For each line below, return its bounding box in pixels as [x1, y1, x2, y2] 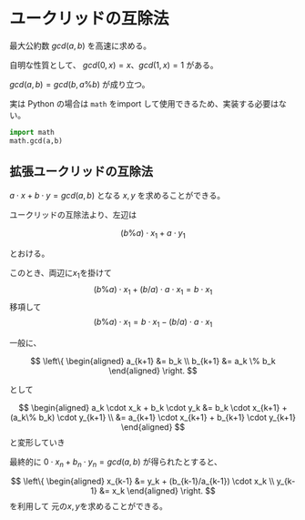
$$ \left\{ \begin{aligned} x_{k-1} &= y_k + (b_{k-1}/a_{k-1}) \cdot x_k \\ [10, 475, 275, 487]
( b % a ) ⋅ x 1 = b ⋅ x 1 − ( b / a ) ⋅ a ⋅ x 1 [93, 316, 213, 329]
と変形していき [9, 436, 66, 447]
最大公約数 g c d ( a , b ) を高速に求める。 [9, 40, 152, 51]
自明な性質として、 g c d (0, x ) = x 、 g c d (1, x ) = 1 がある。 [9, 59, 219, 70]
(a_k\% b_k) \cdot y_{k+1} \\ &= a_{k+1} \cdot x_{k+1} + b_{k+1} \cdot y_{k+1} [10, 412, 296, 423]
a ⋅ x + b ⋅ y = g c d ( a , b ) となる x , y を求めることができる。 [9, 189, 226, 200]
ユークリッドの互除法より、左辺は [9, 209, 137, 219]
